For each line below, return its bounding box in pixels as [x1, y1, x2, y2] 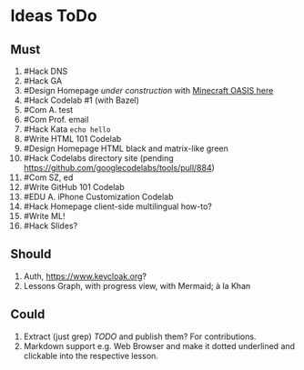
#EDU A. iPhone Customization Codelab [23, 192, 174, 202]
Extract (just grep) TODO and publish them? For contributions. [23, 331, 257, 342]
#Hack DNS [23, 65, 68, 76]
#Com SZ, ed [23, 172, 74, 183]
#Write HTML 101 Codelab [23, 134, 122, 144]
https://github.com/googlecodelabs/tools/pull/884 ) [23, 163, 215, 173]
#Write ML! [23, 211, 66, 221]
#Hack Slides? [23, 220, 78, 231]
